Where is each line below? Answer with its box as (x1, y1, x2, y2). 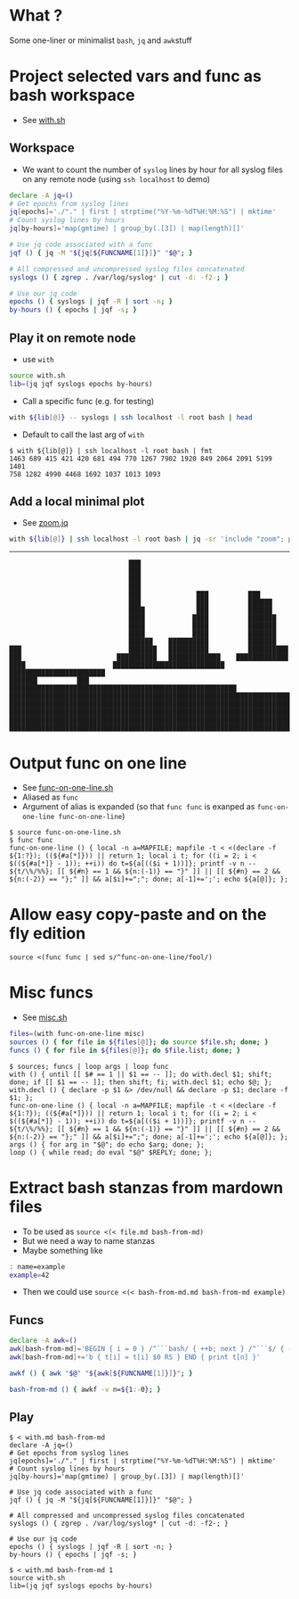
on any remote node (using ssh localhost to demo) (21, 173, 211, 184)
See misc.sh (21, 1012, 68, 1023)
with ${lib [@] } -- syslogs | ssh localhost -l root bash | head (9, 412, 253, 422)
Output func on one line (9, 753, 187, 773)
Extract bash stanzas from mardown (9, 1177, 284, 1197)
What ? (9, 5, 63, 26)
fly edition (9, 924, 86, 944)
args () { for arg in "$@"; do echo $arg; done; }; (9, 1139, 205, 1149)
